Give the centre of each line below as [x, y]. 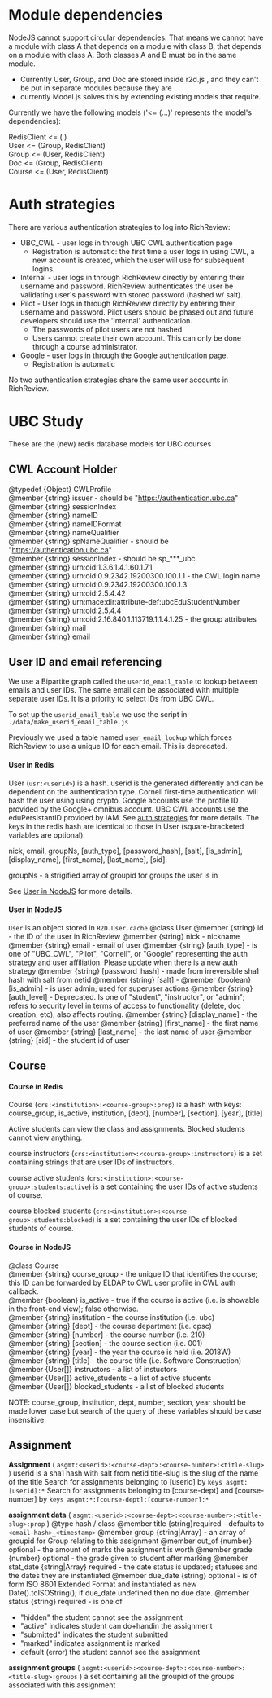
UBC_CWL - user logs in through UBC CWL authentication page [126, 243]
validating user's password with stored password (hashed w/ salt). [132, 294]
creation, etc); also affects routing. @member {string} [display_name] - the [133, 1014]
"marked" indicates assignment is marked [90, 1643]
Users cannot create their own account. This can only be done [137, 338]
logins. [43, 268]
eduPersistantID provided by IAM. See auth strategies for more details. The [134, 817]
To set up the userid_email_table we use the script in [98, 715]
